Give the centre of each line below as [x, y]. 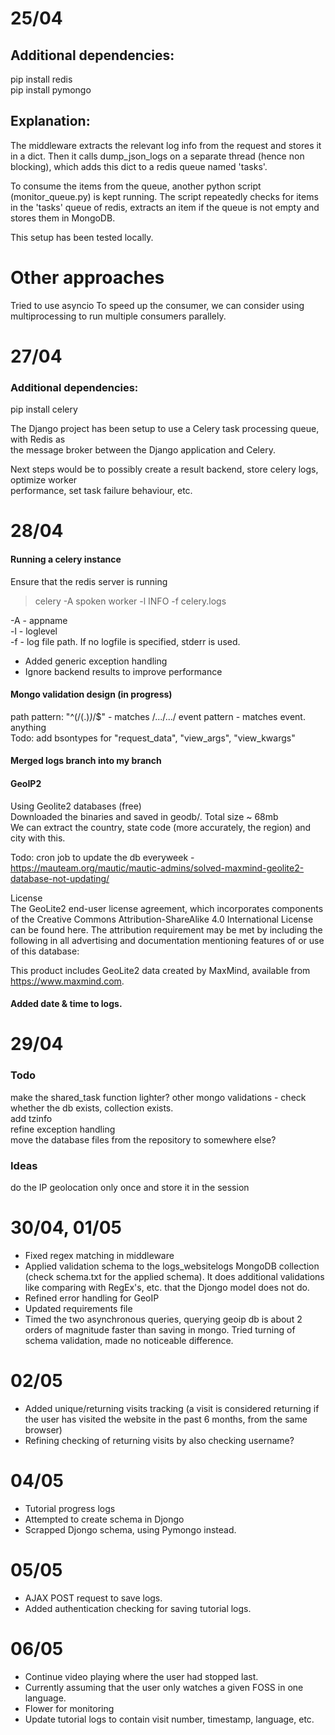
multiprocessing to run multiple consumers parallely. [118, 316]
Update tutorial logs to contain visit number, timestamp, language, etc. [169, 1719]
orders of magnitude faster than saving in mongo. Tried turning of [160, 1329]
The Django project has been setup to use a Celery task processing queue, [165, 429]
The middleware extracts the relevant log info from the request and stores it [166, 145]
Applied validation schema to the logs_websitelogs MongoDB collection [172, 1266]
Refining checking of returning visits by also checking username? [159, 1440]
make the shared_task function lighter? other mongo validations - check [158, 1097]
